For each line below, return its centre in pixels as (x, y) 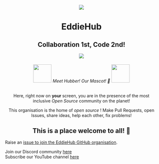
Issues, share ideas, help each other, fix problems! (81, 116)
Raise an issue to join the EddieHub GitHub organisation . (61, 142)
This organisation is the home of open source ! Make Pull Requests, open (81, 110)
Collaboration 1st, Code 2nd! (81, 44)
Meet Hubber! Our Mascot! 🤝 (81, 81)
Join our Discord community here (38, 152)
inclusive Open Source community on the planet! (81, 101)
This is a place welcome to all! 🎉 (81, 131)
